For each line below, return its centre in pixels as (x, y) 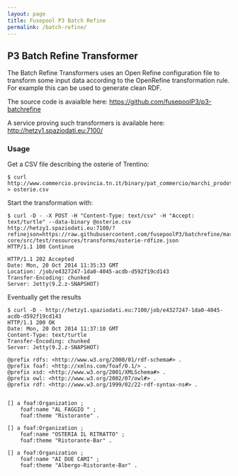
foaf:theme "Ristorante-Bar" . (66, 441)
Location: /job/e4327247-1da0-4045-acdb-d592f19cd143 (89, 272)
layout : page (27, 14)
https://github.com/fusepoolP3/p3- (161, 102)
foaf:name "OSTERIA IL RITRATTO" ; (73, 435)
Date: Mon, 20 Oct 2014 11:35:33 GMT (63, 266)
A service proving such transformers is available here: (86, 123)
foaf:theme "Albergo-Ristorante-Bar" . (79, 465)
